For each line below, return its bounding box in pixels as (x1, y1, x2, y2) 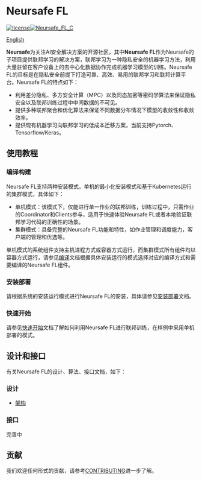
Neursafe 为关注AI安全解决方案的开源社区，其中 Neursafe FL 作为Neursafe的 (6, 48, 194, 55)
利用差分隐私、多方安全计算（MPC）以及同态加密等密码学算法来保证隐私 (14, 91, 196, 98)
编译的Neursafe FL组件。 (11, 261, 74, 268)
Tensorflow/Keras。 (14, 128, 65, 136)
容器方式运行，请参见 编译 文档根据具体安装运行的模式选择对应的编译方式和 (6, 253, 191, 261)
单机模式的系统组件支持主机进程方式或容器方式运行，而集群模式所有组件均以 (6, 246, 196, 253)
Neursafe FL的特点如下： (16, 78, 79, 86)
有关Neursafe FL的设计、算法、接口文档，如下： (6, 368, 126, 375)
